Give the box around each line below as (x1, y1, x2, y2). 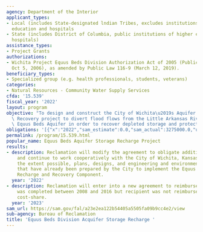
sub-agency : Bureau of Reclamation (6, 211, 96, 217)
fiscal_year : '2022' (6, 98, 59, 105)
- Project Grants (6, 48, 50, 54)
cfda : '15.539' (6, 93, 45, 99)
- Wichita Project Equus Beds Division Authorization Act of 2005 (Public (6, 59, 199, 65)
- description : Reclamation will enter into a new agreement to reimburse (6, 183, 199, 189)
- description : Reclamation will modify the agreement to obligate (6, 149, 180, 155)
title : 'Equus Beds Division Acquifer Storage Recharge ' (6, 217, 155, 223)
